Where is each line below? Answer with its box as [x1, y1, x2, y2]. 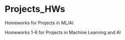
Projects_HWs [5, 3, 66, 15]
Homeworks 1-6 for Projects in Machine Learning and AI [5, 29, 121, 35]
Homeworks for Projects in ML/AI [5, 20, 74, 26]
